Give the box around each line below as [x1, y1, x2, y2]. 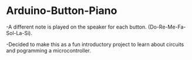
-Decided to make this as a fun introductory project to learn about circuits [6, 41, 184, 48]
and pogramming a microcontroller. [6, 47, 91, 54]
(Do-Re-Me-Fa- [147, 23, 186, 30]
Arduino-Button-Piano [6, 4, 117, 17]
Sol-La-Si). [6, 29, 32, 36]
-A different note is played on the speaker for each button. [6, 23, 147, 30]
